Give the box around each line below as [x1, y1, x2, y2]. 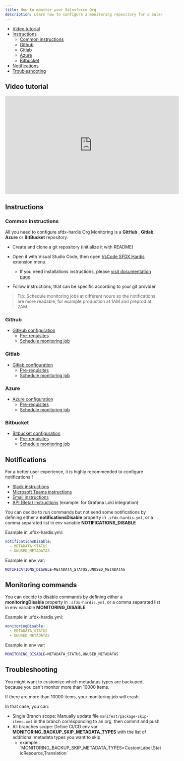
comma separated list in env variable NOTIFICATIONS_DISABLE [5, 520, 136, 525]
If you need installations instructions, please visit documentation [19, 268, 151, 274]
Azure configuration [12, 396, 54, 402]
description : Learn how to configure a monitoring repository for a [5, 12, 150, 17]
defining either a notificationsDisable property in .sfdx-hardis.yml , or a [5, 514, 153, 520]
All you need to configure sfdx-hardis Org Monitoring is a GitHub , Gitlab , [5, 229, 155, 235]
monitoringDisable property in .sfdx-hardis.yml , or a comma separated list [5, 599, 160, 605]
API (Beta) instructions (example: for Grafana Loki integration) [12, 500, 139, 506]
